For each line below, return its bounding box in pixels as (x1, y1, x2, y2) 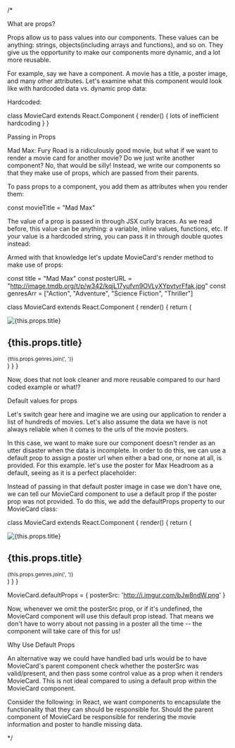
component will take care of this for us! (7, 626, 121, 635)
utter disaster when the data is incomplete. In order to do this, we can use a (7, 446, 227, 455)
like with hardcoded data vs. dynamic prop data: (7, 84, 148, 92)
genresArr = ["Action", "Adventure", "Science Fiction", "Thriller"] (7, 289, 193, 298)
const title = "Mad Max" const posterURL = (7, 274, 132, 282)
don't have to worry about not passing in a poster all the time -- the (7, 619, 203, 628)
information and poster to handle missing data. (7, 720, 143, 728)
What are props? (7, 20, 56, 27)
